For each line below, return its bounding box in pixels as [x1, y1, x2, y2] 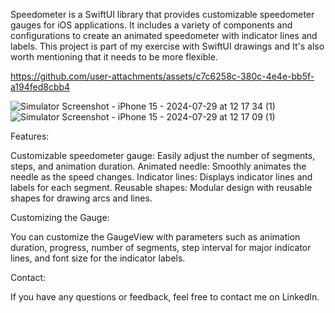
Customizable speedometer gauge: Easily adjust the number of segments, [10, 150, 316, 161]
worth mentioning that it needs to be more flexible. [10, 51, 218, 63]
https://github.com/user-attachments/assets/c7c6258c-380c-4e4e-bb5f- [10, 70, 315, 82]
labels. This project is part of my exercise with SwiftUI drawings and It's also [10, 40, 325, 52]
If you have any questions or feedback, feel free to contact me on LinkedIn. [10, 291, 320, 303]
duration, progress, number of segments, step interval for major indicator [10, 242, 312, 253]
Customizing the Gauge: [10, 212, 110, 223]
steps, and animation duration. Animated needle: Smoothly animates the [10, 160, 307, 172]
